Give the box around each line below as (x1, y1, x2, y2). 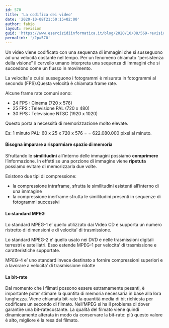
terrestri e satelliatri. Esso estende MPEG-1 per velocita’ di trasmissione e (5, 242, 157, 248)
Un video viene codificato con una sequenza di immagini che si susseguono (5, 49, 163, 55)
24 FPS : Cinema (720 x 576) (12, 100, 73, 106)
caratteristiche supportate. (5, 248, 60, 254)
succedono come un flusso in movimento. (5, 65, 92, 71)
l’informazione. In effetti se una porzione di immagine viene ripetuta (5, 158, 146, 164)
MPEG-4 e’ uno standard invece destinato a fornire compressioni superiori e (5, 257, 163, 263)
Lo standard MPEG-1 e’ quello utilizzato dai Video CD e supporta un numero (5, 222, 162, 228)
